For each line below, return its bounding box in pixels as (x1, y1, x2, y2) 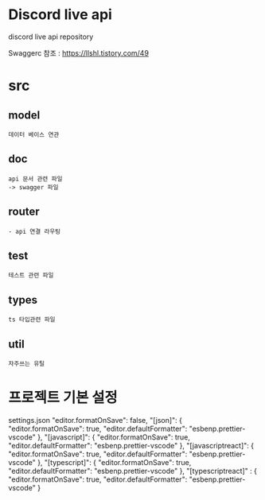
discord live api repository (8, 32, 94, 41)
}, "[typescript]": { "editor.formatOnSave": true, (37, 457, 192, 467)
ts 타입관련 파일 (8, 316, 56, 324)
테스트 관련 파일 (8, 272, 54, 280)
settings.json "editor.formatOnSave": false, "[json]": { (8, 415, 183, 424)
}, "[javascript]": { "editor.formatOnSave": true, (37, 432, 191, 442)
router (8, 205, 40, 219)
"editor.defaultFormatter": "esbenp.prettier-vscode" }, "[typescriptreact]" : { (8, 466, 257, 475)
